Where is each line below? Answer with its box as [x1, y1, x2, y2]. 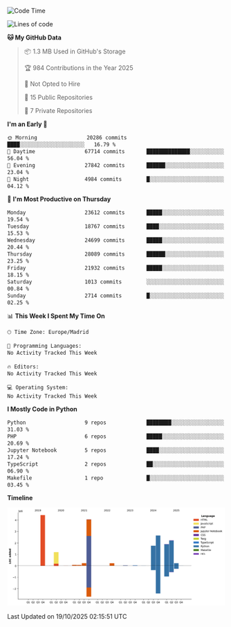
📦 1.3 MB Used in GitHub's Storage [24, 47, 126, 55]
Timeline [7, 494, 33, 502]
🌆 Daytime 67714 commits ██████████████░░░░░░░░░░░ [7, 148, 225, 155]
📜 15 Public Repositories [24, 94, 93, 101]
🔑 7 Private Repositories [24, 107, 93, 114]
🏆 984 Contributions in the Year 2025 [24, 64, 133, 72]
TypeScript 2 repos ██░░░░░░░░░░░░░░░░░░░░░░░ [7, 461, 225, 468]
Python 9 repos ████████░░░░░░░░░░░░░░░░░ [7, 419, 225, 426]
